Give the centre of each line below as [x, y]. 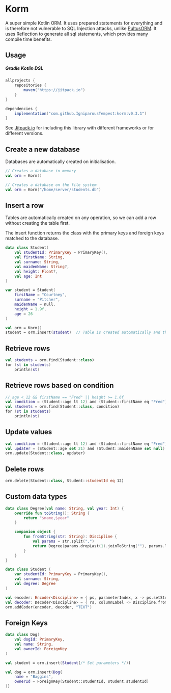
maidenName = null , [35, 304]
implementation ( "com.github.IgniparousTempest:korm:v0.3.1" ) [80, 113]
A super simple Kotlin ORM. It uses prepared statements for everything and [84, 23]
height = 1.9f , [31, 309]
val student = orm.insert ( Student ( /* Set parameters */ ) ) [68, 663]
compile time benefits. [29, 39]
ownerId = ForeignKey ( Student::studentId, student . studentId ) [82, 682]
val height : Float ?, [36, 271]
